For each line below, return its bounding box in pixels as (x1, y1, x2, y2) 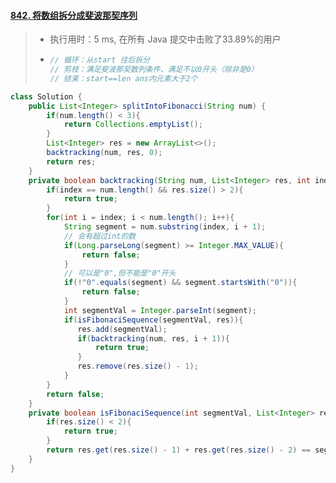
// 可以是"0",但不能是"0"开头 (63, 268, 177, 279)
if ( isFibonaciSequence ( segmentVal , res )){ (63, 315, 244, 325)
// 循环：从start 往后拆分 (49, 55, 151, 65)
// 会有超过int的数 (63, 231, 137, 241)
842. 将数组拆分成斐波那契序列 (10, 9, 138, 21)
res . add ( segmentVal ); (77, 324, 168, 334)
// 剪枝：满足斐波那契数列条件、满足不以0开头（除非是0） (49, 65, 259, 75)
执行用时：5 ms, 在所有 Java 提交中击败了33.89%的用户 (49, 33, 282, 45)
